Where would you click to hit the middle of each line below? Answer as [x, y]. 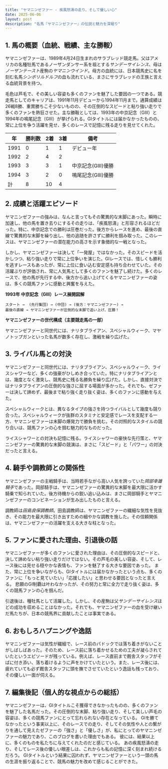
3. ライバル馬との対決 [38, 354]
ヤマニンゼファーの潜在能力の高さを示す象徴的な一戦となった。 [84, 242]
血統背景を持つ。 [27, 83]
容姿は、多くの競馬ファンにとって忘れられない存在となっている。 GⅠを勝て [82, 718]
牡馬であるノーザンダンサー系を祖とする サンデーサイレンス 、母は [94, 64]
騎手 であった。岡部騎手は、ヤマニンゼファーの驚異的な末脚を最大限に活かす [84, 487]
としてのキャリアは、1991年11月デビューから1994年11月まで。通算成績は [88, 100]
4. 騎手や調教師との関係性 [45, 468]
